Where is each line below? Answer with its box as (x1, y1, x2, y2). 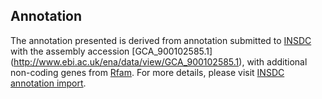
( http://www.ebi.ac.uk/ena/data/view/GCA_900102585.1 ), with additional (10, 55, 308, 68)
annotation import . (10, 77, 87, 89)
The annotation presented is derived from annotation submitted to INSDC (10, 34, 312, 46)
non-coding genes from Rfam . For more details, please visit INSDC (10, 66, 285, 78)
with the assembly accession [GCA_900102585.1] (10, 45, 213, 57)
